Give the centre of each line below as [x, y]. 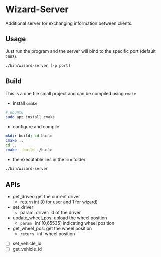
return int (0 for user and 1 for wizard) [59, 202]
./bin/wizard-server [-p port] [38, 66]
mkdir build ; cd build [29, 136]
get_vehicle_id [27, 249]
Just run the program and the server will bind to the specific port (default [81, 51]
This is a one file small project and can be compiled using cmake [71, 94]
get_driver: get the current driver [46, 197]
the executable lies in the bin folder [49, 159]
